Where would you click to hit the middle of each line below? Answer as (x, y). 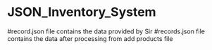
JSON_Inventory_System (82, 12)
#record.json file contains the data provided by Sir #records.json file (106, 31)
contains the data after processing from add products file (91, 38)
